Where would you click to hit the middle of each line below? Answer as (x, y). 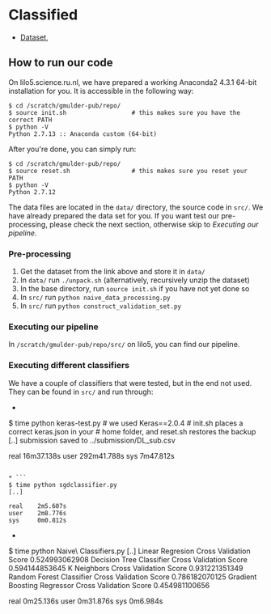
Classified (43, 15)
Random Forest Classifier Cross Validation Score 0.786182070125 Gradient (133, 577)
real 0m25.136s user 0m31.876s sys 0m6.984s (86, 601)
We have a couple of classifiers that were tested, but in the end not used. (130, 383)
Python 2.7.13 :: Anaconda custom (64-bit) (83, 134)
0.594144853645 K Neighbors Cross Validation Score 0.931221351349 (126, 568)
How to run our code (61, 63)
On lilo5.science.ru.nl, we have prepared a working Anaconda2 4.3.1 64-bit (133, 82)
